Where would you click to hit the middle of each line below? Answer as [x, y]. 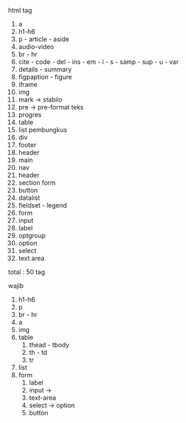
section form [37, 183]
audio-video [36, 47]
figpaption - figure [45, 77]
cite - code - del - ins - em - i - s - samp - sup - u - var [98, 62]
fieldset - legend [43, 205]
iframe [28, 84]
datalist [29, 198]
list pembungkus [43, 130]
